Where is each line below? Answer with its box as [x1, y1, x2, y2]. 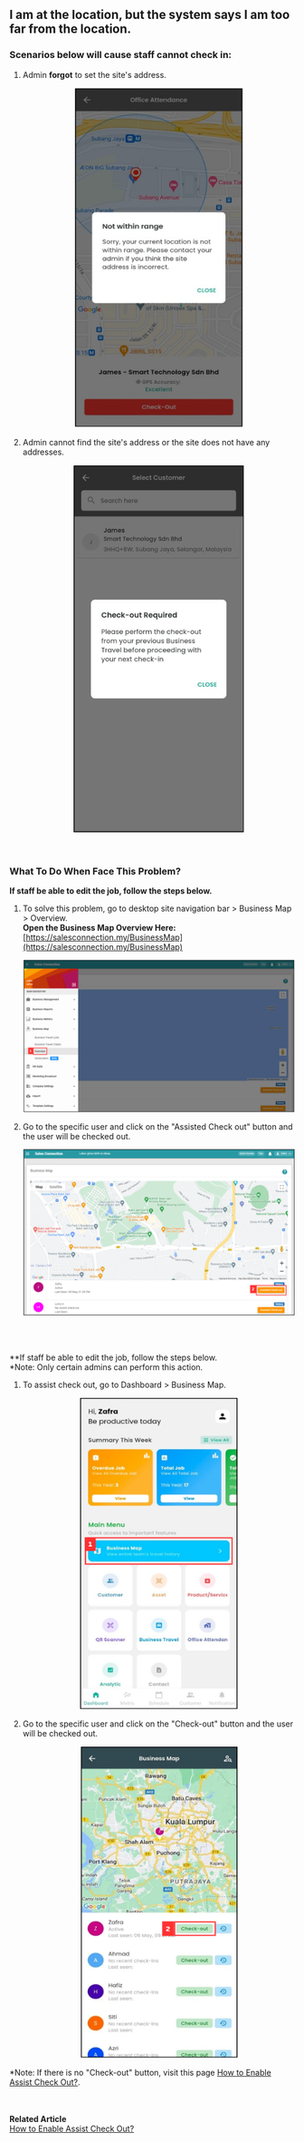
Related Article [9, 2113, 67, 2124]
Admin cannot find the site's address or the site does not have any [22, 436, 271, 447]
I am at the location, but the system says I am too [9, 7, 290, 23]
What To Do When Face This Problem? [9, 865, 181, 877]
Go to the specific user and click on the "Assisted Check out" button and [22, 1121, 293, 1132]
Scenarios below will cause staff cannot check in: [9, 49, 233, 62]
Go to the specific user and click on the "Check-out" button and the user [22, 1718, 294, 1729]
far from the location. [9, 22, 132, 37]
